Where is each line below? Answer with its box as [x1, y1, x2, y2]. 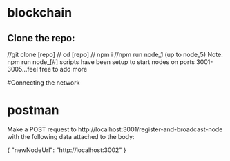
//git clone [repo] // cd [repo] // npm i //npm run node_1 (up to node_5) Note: [7, 50, 223, 58]
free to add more [39, 65, 88, 73]
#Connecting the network [7, 78, 80, 87]
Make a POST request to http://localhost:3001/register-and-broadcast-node [7, 125, 223, 133]
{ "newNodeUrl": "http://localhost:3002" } [7, 146, 126, 154]
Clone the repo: [7, 32, 75, 44]
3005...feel [7, 65, 38, 73]
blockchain [7, 5, 73, 21]
